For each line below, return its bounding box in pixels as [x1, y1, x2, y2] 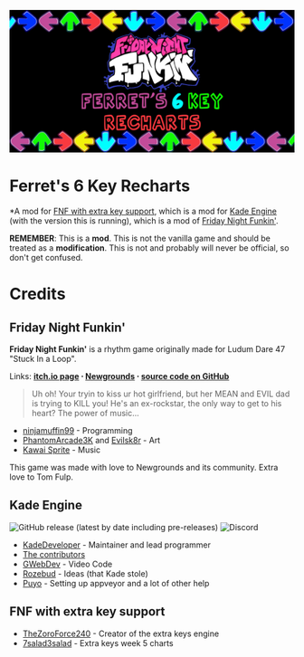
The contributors [22, 548, 86, 559]
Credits [9, 284, 66, 304]
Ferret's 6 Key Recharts [9, 176, 191, 196]
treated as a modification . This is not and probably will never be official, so [9, 242, 290, 253]
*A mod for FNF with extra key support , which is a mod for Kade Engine [9, 205, 278, 216]
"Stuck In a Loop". [9, 353, 77, 364]
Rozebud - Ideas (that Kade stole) [22, 567, 149, 579]
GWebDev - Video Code [22, 558, 113, 569]
